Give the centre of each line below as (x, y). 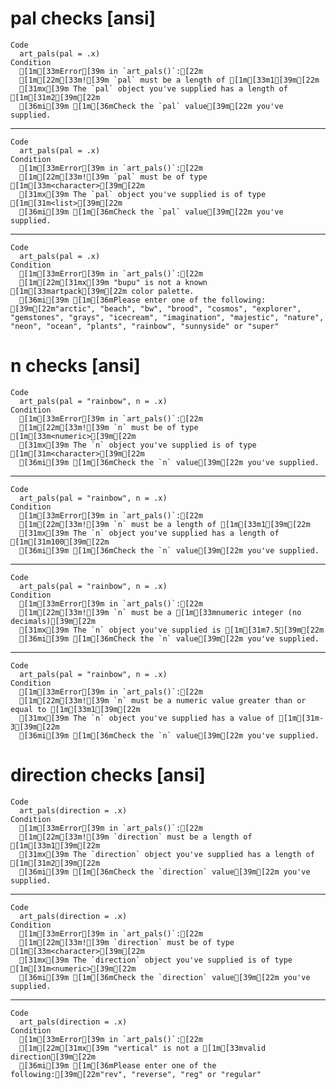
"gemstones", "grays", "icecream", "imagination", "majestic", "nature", (167, 317)
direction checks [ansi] (108, 775)
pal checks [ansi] (83, 18)
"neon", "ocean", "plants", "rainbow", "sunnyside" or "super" (145, 326)
